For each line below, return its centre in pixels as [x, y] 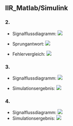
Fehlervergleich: [29, 54]
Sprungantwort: [28, 43]
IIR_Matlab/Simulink [36, 8]
